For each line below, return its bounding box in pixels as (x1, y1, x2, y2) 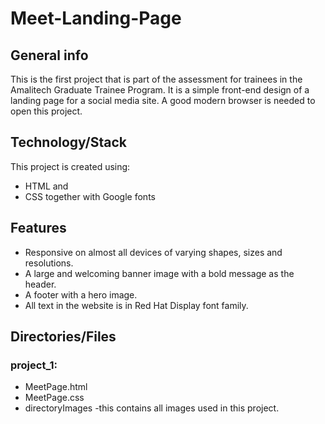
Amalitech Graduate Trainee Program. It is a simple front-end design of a (10, 84, 310, 96)
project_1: (10, 358, 58, 372)
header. (24, 278, 57, 290)
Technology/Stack (10, 134, 127, 151)
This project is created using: (10, 160, 131, 172)
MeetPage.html (24, 381, 88, 393)
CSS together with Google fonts (24, 190, 156, 202)
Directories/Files (10, 328, 117, 346)
